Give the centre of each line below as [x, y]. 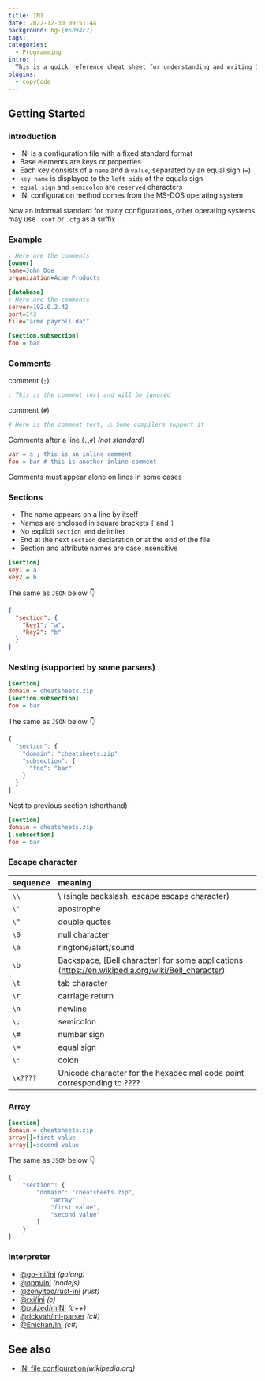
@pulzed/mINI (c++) [53, 1307]
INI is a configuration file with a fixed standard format [106, 153]
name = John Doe [32, 271]
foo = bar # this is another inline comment [82, 462]
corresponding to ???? [99, 1082]
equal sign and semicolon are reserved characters [101, 187]
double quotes [85, 922]
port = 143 [22, 314]
